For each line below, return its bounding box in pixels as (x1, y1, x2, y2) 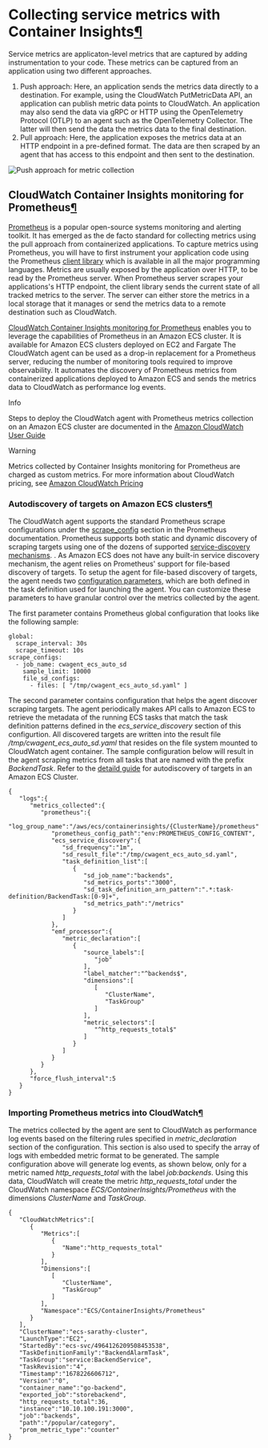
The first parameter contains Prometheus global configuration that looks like (8, 608, 260, 618)
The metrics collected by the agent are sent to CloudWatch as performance (8, 1125, 258, 1135)
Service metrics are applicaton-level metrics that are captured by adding (8, 49, 248, 58)
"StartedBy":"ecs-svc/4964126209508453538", (18, 1342, 170, 1350)
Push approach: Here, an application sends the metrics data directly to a (19, 82, 258, 91)
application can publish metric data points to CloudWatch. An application (19, 98, 260, 108)
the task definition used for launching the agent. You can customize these (8, 584, 251, 594)
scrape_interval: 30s (15, 640, 88, 648)
